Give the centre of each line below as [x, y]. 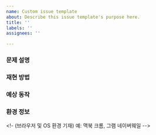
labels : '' [19, 28]
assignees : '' [23, 33]
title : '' [18, 22]
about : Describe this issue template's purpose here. [73, 17]
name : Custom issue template [42, 11]
